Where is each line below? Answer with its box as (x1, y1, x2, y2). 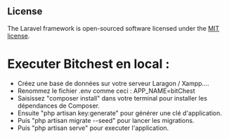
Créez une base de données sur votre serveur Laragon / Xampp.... (17, 79, 209, 87)
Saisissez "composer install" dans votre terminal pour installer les (17, 94, 207, 102)
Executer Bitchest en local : (7, 56, 170, 72)
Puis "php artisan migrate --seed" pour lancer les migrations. (17, 116, 195, 124)
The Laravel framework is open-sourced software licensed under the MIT (7, 24, 220, 32)
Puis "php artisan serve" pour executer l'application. (17, 124, 169, 132)
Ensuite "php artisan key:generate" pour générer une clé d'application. (17, 108, 223, 117)
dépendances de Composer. (17, 101, 100, 110)
